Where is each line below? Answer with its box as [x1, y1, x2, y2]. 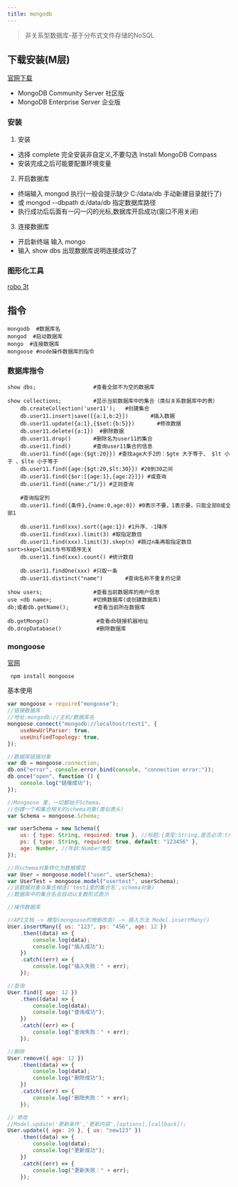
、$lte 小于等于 [16, 458, 59, 465]
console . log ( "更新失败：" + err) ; [33, 1166, 130, 1174]
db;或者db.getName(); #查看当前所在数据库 [7, 604, 146, 611]
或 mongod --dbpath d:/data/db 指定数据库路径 [17, 198, 156, 206]
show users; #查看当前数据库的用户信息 [7, 589, 161, 596]
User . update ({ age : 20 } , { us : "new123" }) [7, 1127, 141, 1134]
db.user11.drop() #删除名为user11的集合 [20, 436, 153, 443]
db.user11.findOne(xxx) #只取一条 [20, 567, 119, 575]
